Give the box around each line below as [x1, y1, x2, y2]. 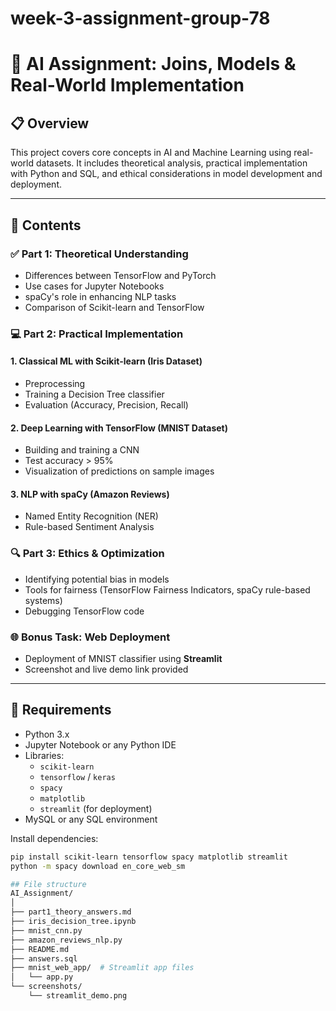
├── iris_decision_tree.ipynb [10, 917, 137, 927]
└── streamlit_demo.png [28, 991, 128, 1001]
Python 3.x [24, 728, 70, 740]
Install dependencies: [10, 832, 99, 844]
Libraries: [24, 749, 65, 761]
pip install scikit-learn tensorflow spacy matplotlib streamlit [10, 852, 288, 862]
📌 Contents [10, 217, 82, 234]
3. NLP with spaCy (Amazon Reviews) [10, 488, 170, 500]
